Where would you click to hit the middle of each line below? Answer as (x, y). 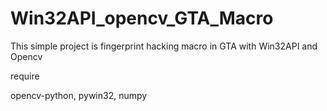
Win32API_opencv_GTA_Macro (142, 18)
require (25, 76)
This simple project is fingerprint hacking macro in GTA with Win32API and (164, 46)
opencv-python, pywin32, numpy (79, 95)
